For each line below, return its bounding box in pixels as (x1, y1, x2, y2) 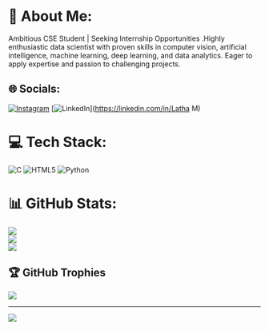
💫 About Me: (8, 7, 93, 26)
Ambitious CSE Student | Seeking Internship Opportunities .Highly (8, 34, 226, 43)
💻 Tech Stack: (8, 133, 107, 151)
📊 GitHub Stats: (8, 194, 118, 213)
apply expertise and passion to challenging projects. (8, 59, 181, 69)
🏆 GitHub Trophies (8, 266, 106, 280)
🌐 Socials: (8, 82, 61, 96)
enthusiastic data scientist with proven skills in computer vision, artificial (8, 42, 247, 51)
